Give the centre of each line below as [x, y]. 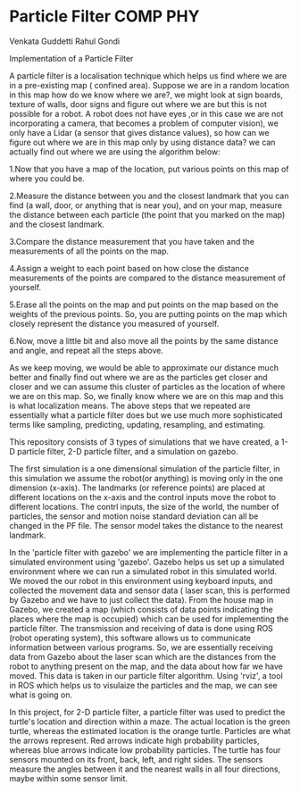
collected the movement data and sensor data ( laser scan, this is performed [150, 590]
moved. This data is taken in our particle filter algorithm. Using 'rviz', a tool [146, 675]
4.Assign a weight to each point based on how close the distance [129, 268]
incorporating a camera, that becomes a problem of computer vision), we [144, 123]
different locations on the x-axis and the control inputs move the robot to [143, 497]
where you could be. [47, 178]
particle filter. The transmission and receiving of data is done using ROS [142, 628]
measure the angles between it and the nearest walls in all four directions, [145, 769]
